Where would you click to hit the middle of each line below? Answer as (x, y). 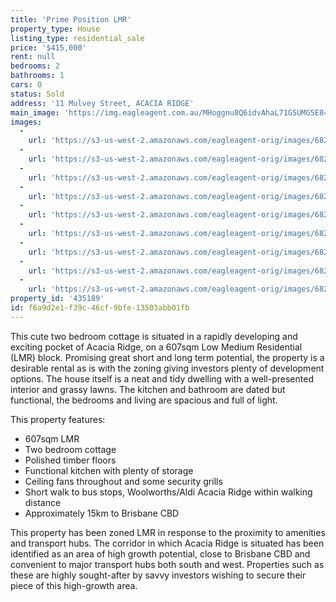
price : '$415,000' (48, 47)
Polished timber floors (70, 460)
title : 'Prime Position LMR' (71, 19)
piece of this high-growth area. (74, 585)
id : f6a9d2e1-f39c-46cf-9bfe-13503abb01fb (100, 308)
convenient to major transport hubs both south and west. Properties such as (167, 564)
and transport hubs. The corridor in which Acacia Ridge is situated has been (167, 543)
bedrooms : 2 (35, 66)
